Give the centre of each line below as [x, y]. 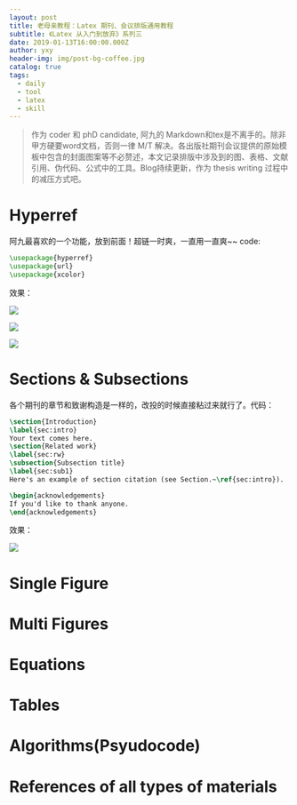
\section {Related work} [53, 446]
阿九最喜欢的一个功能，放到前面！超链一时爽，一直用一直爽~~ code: [135, 242]
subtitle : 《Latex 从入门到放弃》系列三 [76, 34]
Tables [35, 705]
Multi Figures [59, 624]
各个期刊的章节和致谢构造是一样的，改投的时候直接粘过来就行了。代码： [141, 404]
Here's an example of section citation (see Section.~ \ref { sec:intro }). [147, 479]
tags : [19, 76]
